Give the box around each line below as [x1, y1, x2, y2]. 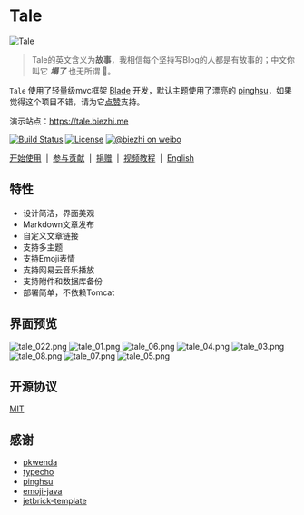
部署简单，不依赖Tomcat [22, 287, 115, 298]
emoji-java [22, 486, 63, 497]
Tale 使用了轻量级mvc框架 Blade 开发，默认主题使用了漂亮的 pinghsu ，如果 [9, 84, 292, 95]
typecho [22, 467, 54, 478]
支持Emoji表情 [22, 253, 75, 263]
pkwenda [22, 457, 58, 468]
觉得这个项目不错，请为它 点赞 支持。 [9, 96, 145, 107]
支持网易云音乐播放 [22, 264, 95, 275]
